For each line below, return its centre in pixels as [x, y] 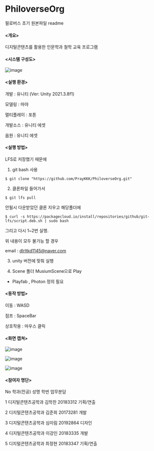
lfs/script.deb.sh [24, 221]
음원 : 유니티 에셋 [22, 135]
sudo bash [59, 221]
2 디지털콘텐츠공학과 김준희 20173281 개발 [46, 412]
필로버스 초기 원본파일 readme [34, 23]
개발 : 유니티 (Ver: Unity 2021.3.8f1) [40, 94]
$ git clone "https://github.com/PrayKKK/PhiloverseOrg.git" [69, 179]
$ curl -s [15, 216]
